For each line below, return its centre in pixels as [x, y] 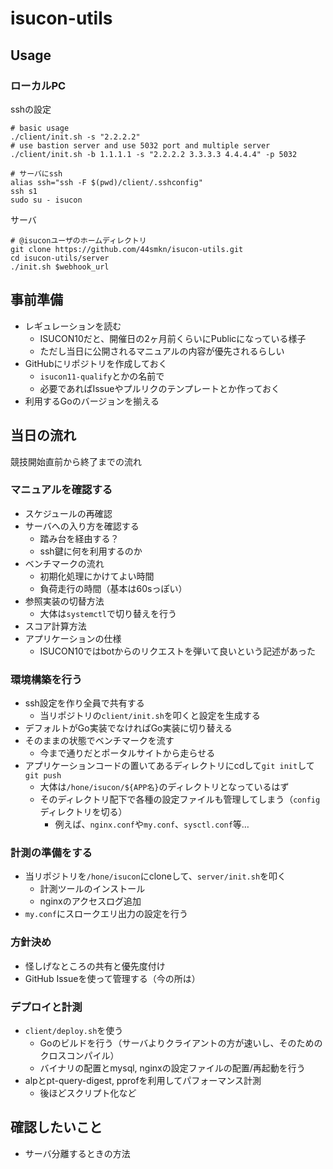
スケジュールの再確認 [68, 513]
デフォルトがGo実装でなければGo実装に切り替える [128, 728]
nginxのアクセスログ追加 [90, 901]
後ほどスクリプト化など [88, 1093]
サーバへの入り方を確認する [82, 526]
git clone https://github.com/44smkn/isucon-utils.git [127, 249]
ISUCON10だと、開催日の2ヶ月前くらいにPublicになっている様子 [173, 338]
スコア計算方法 [55, 626]
